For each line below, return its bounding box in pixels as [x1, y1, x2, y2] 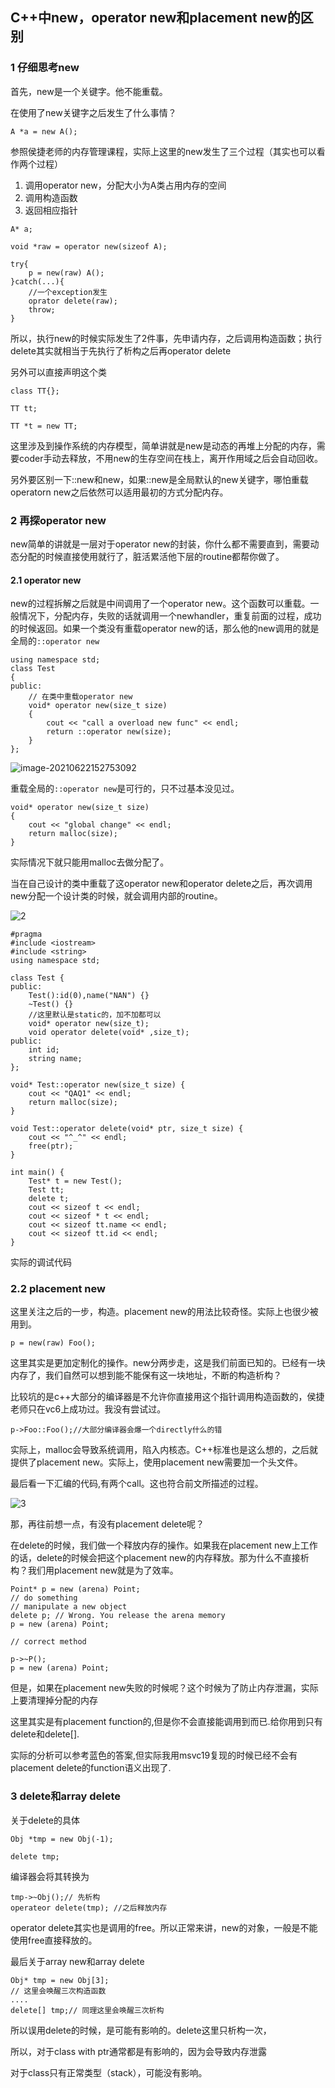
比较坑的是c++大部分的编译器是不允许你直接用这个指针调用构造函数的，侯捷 [10, 1391, 325, 1403]
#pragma [10, 929, 43, 940]
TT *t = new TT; [10, 421, 78, 431]
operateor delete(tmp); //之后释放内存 [10, 1903, 168, 1913]
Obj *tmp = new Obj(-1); [10, 1834, 114, 1844]
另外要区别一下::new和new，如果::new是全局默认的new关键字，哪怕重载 [10, 473, 309, 485]
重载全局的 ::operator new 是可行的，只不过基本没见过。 [10, 783, 240, 795]
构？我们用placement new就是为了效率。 [10, 1564, 179, 1577]
